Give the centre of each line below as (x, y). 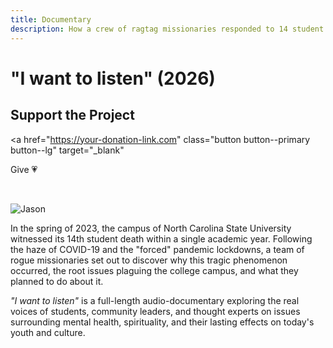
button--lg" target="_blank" (67, 150)
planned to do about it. (57, 281)
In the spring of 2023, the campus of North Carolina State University (151, 228)
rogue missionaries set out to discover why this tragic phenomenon (149, 260)
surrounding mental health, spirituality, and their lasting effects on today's (162, 322)
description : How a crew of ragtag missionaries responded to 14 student (167, 29)
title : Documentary (51, 19)
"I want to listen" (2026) (113, 78)
